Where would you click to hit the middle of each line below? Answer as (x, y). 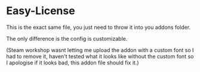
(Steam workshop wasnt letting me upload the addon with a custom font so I (100, 50)
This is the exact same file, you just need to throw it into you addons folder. (99, 27)
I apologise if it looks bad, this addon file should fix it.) (73, 63)
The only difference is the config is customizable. (67, 38)
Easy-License (41, 11)
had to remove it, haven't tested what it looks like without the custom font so (100, 56)
